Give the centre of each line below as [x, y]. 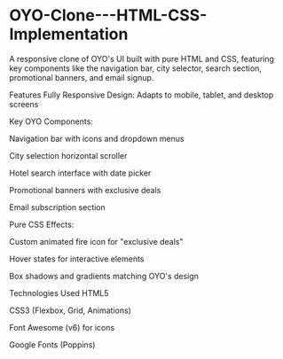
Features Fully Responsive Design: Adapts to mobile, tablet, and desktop [141, 95]
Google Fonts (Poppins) [52, 344]
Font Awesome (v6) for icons [62, 327]
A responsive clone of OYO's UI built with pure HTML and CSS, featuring [142, 59]
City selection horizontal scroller [68, 155]
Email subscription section [58, 207]
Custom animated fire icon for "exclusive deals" [96, 241]
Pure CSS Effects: [42, 224]
